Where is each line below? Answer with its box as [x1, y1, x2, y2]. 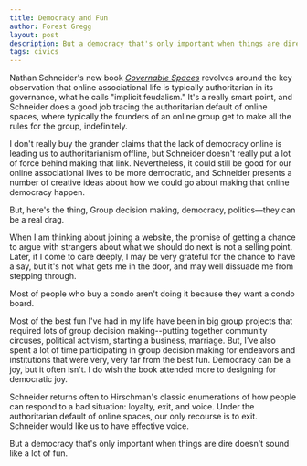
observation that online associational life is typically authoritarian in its [9, 82, 274, 93]
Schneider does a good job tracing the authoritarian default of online [9, 101, 268, 112]
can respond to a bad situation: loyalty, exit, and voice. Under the [9, 401, 255, 412]
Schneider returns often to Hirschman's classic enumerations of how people [9, 391, 297, 402]
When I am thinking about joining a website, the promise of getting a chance [9, 232, 297, 243]
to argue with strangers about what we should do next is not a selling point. [9, 242, 293, 253]
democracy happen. [9, 187, 85, 198]
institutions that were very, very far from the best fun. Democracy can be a [9, 355, 291, 366]
